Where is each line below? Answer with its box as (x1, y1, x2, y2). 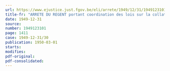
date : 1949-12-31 (5, 16, 42, 21)
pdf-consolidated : (5, 58, 44, 63)
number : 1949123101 (5, 26, 47, 31)
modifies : (5, 49, 26, 54)
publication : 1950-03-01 (5, 40, 58, 45)
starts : (5, 44, 22, 49)
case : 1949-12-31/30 (5, 35, 49, 40)
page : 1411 (5, 30, 28, 35)
